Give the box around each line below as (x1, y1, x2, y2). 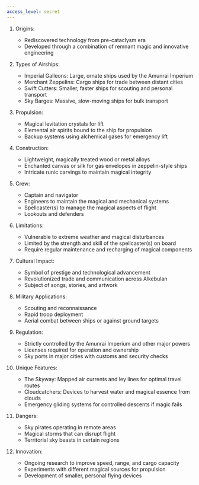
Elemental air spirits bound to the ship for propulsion (24, 126, 152, 133)
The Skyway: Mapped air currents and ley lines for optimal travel (24, 375, 182, 382)
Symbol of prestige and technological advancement (24, 269, 150, 276)
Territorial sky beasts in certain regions (24, 436, 120, 443)
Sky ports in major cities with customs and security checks (24, 352, 168, 359)
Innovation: (15, 448, 43, 455)
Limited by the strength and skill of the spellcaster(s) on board (24, 240, 176, 247)
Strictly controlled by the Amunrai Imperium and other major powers (24, 340, 191, 347)
